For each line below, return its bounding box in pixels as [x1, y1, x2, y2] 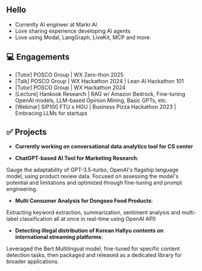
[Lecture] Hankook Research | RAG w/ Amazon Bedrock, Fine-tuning [14, 90, 186, 97]
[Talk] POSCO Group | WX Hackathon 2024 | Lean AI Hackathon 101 [14, 77, 184, 84]
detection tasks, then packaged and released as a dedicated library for [6, 252, 182, 259]
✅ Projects [6, 127, 47, 138]
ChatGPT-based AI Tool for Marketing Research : [14, 155, 139, 162]
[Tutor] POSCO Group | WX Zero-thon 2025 [14, 71, 124, 78]
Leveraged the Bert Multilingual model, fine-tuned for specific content [6, 245, 180, 252]
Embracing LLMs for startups [14, 109, 87, 116]
